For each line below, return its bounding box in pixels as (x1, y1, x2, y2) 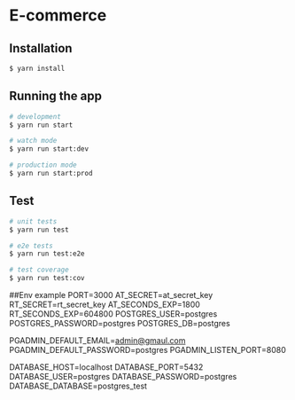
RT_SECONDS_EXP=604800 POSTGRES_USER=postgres (9, 309, 218, 319)
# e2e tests (9, 241, 53, 250)
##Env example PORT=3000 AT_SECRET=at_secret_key (9, 290, 213, 300)
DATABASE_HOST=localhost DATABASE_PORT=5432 (9, 362, 204, 373)
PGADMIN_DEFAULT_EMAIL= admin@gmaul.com (9, 335, 186, 346)
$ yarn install (9, 64, 66, 73)
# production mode (9, 161, 77, 169)
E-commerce (9, 5, 107, 26)
